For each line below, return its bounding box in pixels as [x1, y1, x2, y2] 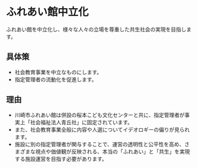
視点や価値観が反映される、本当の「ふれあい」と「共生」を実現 [35, 148, 190, 155]
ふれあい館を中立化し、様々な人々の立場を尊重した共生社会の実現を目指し [6, 26, 186, 33]
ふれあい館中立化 [6, 5, 89, 19]
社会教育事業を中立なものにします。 [14, 68, 102, 76]
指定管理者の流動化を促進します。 [14, 76, 97, 83]
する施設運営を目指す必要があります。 [14, 155, 108, 162]
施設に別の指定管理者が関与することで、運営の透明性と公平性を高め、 [14, 140, 185, 148]
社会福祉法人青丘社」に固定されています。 [30, 118, 133, 126]
